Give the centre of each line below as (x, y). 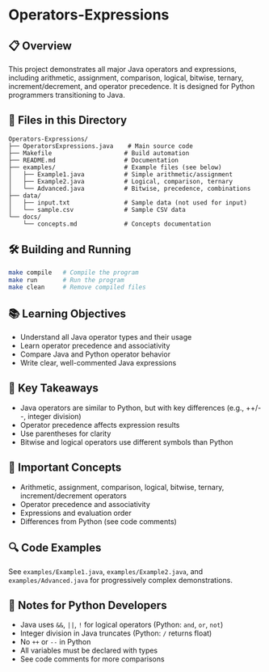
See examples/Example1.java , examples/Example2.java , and (106, 571)
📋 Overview (40, 46)
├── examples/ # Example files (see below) (115, 167)
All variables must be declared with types (89, 651)
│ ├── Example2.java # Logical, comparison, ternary (120, 181)
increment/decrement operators (73, 496)
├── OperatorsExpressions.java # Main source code (101, 146)
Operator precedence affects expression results (100, 425)
